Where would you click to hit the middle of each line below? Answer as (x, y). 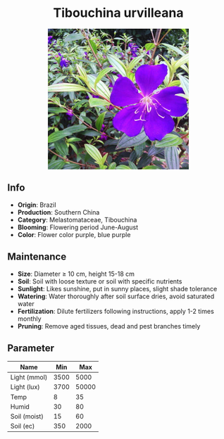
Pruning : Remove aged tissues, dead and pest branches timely (109, 326)
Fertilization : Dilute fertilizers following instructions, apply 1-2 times (116, 311)
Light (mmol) (29, 377)
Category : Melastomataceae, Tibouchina (77, 220)
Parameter (31, 348)
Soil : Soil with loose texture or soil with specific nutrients (100, 281)
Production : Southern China (58, 212)
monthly (29, 319)
